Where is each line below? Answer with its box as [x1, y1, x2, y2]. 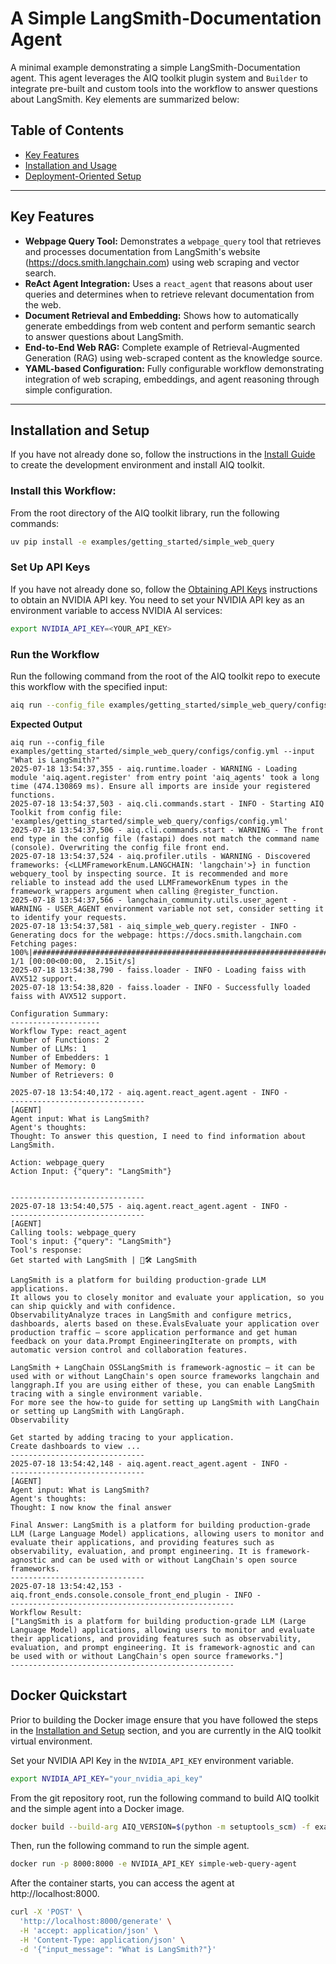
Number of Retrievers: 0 [10, 1070, 114, 1080]
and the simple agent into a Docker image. [10, 1802, 185, 1814]
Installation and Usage [24, 159, 118, 171]
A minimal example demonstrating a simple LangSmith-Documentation [10, 61, 301, 73]
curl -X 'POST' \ [10, 1907, 83, 1917]
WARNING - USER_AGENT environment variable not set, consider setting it [10, 903, 325, 914]
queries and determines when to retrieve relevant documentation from [24, 288, 315, 300]
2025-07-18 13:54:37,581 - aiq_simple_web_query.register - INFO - [10, 921, 298, 931]
